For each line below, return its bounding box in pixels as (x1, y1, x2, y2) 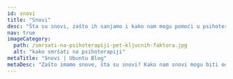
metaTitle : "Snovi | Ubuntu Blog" (7, 55, 107, 62)
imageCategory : (7, 36, 51, 43)
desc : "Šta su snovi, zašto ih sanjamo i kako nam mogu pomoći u (7, 23, 200, 30)
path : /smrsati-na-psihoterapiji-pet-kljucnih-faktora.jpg (13, 42, 188, 49)
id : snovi (7, 10, 36, 17)
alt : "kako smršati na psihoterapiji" (13, 49, 126, 56)
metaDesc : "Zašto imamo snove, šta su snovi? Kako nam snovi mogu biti (7, 61, 218, 68)
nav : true (7, 29, 36, 36)
